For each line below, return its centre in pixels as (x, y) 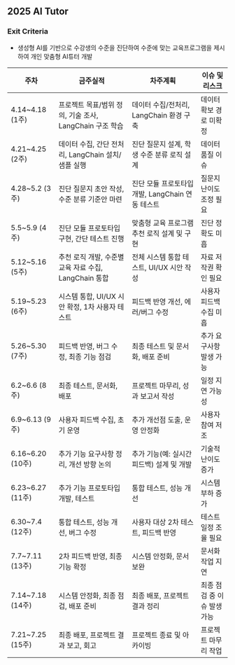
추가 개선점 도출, (157, 419)
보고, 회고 (81, 645)
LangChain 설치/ (95, 155)
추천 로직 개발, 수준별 (91, 257)
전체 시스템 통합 (156, 257)
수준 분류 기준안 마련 (90, 199)
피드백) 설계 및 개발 (162, 464)
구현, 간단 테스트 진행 (91, 239)
